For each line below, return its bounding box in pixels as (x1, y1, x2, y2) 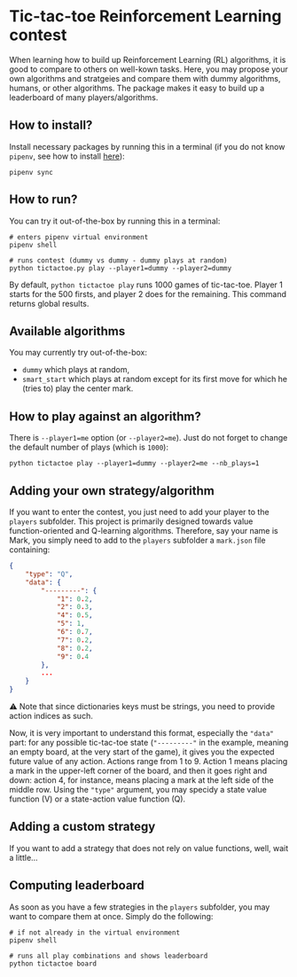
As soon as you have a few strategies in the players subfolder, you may (9, 902, 270, 912)
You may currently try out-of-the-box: (9, 348, 148, 358)
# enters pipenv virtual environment (9, 232, 149, 241)
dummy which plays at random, (21, 364, 130, 375)
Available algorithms (9, 324, 126, 339)
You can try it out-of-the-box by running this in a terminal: (9, 215, 221, 226)
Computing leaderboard (9, 878, 145, 893)
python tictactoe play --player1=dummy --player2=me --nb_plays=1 (9, 459, 260, 468)
